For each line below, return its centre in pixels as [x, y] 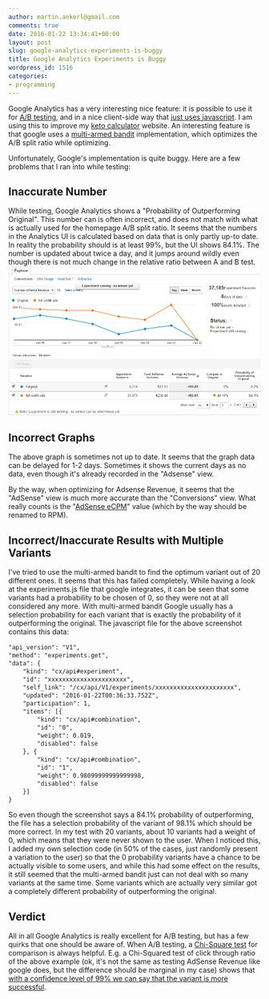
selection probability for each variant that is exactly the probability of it [125, 615]
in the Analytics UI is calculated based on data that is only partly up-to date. [133, 237]
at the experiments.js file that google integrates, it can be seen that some [129, 589]
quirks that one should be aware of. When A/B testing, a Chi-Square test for [133, 944]
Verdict [27, 917]
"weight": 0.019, [66, 736]
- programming [32, 84]
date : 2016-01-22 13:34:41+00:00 [64, 34]
